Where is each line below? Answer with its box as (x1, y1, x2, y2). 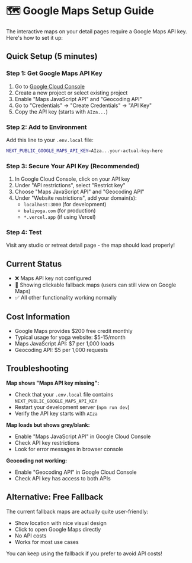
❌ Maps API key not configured (14, 275, 92, 282)
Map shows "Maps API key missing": (6, 379, 100, 386)
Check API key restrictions (14, 439, 80, 446)
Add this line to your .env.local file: (6, 136, 94, 143)
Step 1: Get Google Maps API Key (6, 69, 103, 77)
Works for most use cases (14, 538, 79, 545)
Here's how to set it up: (6, 34, 63, 41)
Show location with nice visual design (14, 519, 107, 526)
